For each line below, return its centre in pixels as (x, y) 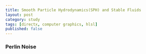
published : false (24, 29)
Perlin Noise (21, 47)
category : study (23, 19)
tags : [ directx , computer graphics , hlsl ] (51, 24)
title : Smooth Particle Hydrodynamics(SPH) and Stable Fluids (73, 10)
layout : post (19, 15)
